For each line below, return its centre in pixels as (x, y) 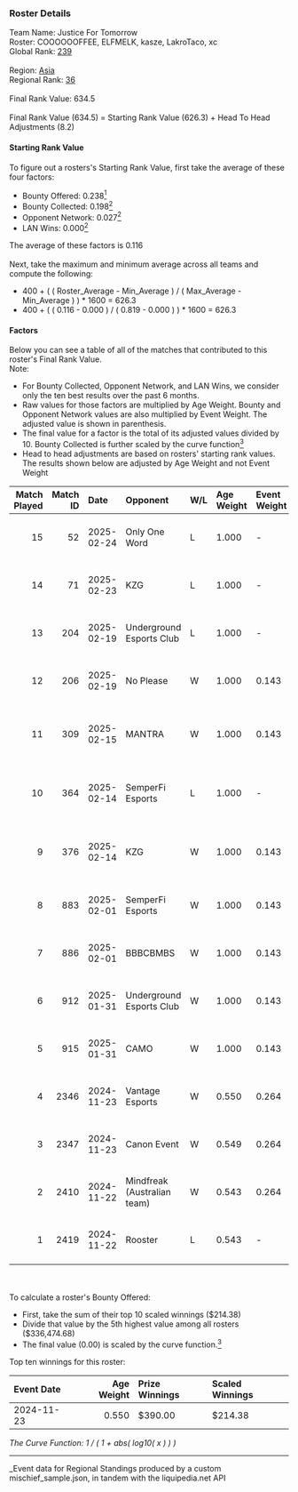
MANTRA (145, 734)
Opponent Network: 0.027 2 (72, 216)
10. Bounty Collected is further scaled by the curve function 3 (133, 443)
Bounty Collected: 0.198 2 (67, 205)
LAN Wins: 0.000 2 (55, 228)
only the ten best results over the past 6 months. (110, 396)
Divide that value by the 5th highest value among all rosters (130, 1324)
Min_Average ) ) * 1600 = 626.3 (79, 301)
